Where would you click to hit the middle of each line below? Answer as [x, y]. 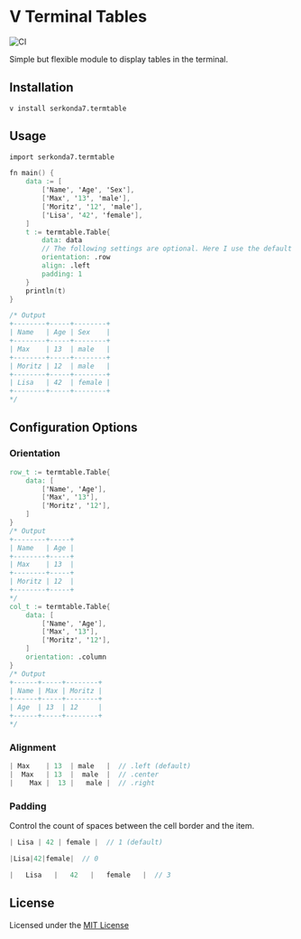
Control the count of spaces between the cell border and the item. [132, 826]
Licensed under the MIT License [69, 925]
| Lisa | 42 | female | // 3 [90, 875]
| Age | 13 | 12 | [56, 708]
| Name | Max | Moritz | [56, 690]
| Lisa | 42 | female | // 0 [54, 859]
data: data [62, 240]
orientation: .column [66, 657]
